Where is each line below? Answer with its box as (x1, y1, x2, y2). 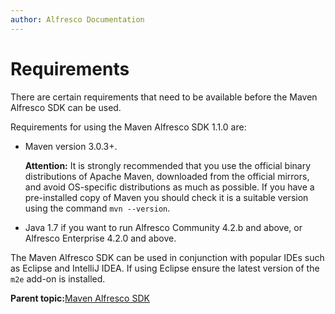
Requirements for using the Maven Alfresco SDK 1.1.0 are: (10, 121, 247, 133)
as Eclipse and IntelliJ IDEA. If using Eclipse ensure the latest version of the (10, 262, 320, 274)
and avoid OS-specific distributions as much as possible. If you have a (24, 181, 315, 193)
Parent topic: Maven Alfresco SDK (10, 292, 150, 304)
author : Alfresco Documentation (10, 14, 145, 25)
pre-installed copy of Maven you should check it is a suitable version (24, 191, 309, 203)
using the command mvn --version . (24, 202, 171, 214)
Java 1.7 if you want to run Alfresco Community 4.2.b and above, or (24, 221, 303, 233)
